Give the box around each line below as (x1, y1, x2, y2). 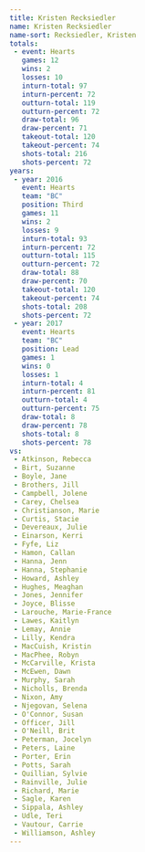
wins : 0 (21, 362, 51, 371)
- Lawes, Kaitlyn (13, 616, 79, 626)
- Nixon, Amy (13, 692, 64, 701)
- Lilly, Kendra (13, 633, 76, 642)
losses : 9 (21, 226, 59, 235)
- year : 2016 (13, 174, 64, 184)
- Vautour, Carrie (13, 820, 84, 829)
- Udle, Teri (13, 812, 64, 821)
